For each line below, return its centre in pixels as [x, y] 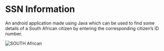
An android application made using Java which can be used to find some [80, 23]
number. [14, 33]
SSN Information [40, 9]
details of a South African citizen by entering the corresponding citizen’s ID [82, 28]
